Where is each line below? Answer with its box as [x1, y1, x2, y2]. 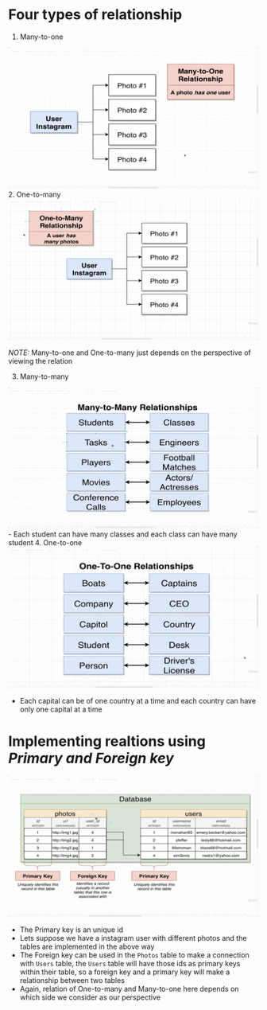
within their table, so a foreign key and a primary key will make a [19, 967, 230, 977]
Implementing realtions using [8, 732, 207, 751]
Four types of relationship [8, 6, 183, 24]
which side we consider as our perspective [19, 992, 161, 1002]
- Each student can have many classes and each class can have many [8, 529, 238, 539]
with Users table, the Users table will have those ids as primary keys [19, 959, 241, 969]
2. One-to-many [8, 189, 61, 200]
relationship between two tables [19, 976, 126, 985]
